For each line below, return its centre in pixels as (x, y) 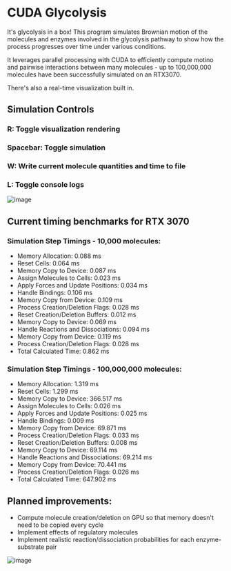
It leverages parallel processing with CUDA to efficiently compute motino (110, 59)
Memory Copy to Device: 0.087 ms (67, 271)
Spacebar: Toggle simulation (56, 148)
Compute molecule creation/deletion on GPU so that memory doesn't (115, 518)
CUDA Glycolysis (57, 13)
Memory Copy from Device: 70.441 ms (72, 465)
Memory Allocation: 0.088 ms (59, 256)
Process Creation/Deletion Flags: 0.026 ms (78, 472)
